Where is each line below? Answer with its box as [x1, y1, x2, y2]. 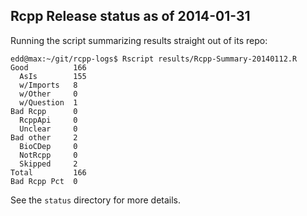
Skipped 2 [19, 159, 78, 169]
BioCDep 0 [19, 141, 78, 151]
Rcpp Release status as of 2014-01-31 [10, 8, 251, 25]
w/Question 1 [19, 97, 78, 108]
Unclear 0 [19, 124, 78, 134]
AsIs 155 [19, 71, 87, 81]
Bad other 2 [10, 132, 78, 143]
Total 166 [10, 167, 87, 178]
